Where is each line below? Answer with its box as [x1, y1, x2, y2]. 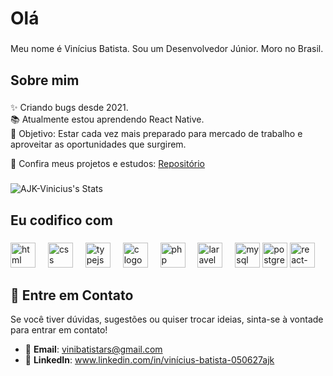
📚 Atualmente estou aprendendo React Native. [10, 113, 205, 126]
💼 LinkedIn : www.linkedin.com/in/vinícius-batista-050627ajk [24, 354, 275, 366]
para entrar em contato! [10, 324, 108, 336]
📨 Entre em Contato [10, 287, 134, 304]
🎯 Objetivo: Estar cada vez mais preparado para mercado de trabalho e [10, 128, 303, 140]
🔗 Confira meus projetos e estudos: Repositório [10, 158, 205, 170]
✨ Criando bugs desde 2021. [10, 102, 129, 114]
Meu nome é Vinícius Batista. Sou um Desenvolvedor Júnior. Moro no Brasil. [10, 43, 324, 55]
